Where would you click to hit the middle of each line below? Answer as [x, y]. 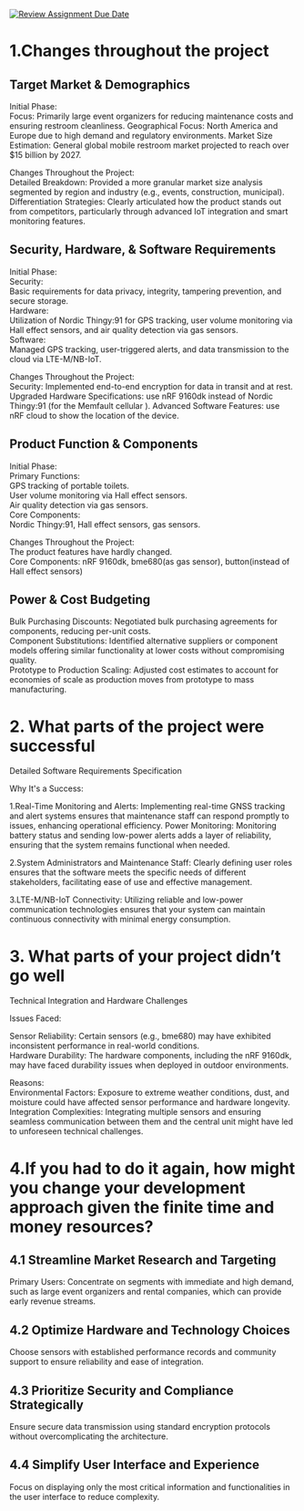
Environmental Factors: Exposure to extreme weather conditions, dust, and [149, 1093]
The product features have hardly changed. [91, 551]
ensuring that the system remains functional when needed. [120, 845]
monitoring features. [48, 221]
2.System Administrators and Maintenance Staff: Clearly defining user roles [151, 863]
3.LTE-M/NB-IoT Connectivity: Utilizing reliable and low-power [127, 900]
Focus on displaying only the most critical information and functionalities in [150, 1486]
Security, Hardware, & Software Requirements [142, 250]
